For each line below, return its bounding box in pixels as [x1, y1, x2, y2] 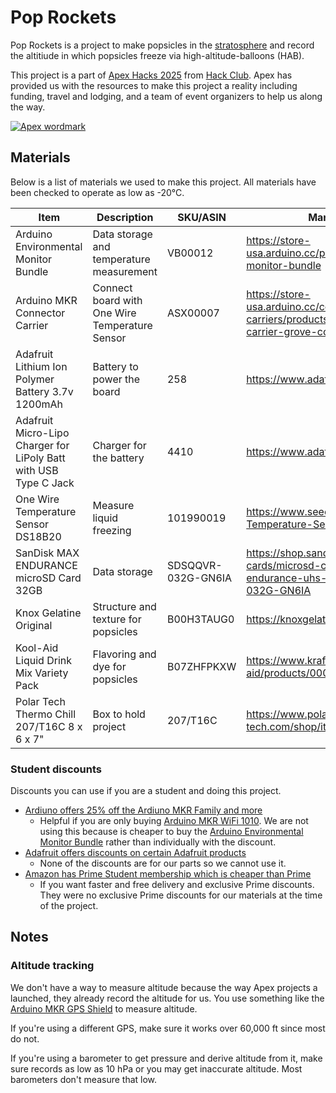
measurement [92, 264, 158, 278]
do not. [10, 1032, 40, 1045]
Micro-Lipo [15, 426, 70, 440]
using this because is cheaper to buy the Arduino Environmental [39, 826, 304, 838]
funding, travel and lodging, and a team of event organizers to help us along [10, 90, 323, 102]
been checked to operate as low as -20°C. [10, 186, 185, 198]
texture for [92, 612, 142, 626]
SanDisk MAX [15, 546, 80, 560]
